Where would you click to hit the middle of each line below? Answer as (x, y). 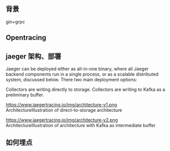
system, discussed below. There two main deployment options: (71, 80)
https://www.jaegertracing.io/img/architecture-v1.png (61, 105)
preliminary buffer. (25, 95)
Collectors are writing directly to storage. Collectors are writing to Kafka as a (86, 89)
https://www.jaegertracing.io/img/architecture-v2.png (62, 120)
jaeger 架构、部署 (33, 56)
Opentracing (26, 38)
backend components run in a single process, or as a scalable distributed (82, 74)
